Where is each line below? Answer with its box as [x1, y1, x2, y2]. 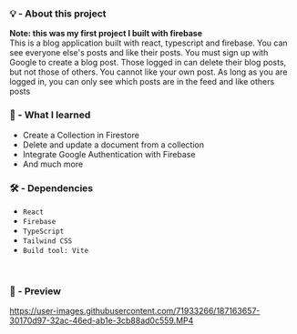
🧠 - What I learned [9, 108, 91, 121]
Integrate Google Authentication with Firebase [22, 148, 196, 159]
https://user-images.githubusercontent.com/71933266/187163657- [9, 306, 261, 317]
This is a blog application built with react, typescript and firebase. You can [9, 37, 289, 48]
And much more [22, 158, 84, 169]
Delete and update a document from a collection [22, 139, 205, 150]
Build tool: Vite [22, 246, 89, 255]
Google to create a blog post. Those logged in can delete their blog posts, [9, 57, 287, 68]
